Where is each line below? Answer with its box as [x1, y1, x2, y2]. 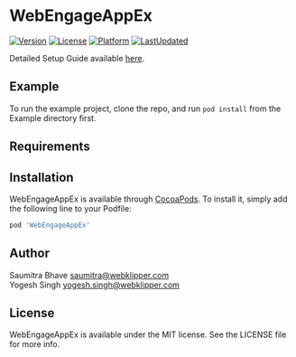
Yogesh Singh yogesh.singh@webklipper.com [9, 279, 180, 290]
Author [9, 246, 50, 261]
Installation [9, 169, 74, 185]
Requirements [9, 139, 90, 155]
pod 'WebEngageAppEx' [9, 221, 91, 230]
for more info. [9, 339, 60, 350]
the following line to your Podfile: [9, 202, 133, 213]
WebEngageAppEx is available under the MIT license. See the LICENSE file [9, 329, 287, 340]
